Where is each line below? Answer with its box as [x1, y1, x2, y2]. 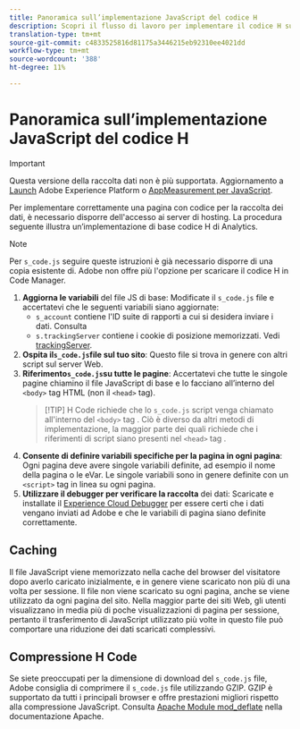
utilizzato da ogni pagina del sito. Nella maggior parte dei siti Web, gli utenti [9, 595, 287, 606]
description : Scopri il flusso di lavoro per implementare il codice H [9, 21, 281, 30]
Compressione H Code [9, 649, 137, 665]
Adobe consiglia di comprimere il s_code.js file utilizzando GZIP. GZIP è [9, 682, 273, 693]
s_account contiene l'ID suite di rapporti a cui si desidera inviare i [35, 310, 274, 322]
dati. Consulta [35, 320, 87, 331]
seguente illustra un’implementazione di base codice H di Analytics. [9, 221, 259, 232]
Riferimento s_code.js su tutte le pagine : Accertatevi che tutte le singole [21, 368, 288, 378]
